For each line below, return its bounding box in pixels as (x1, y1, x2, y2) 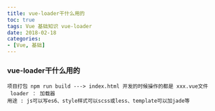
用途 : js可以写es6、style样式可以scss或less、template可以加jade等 (7, 97, 190, 105)
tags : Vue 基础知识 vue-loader (7, 23, 92, 29)
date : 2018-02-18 (7, 29, 57, 36)
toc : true (7, 16, 36, 23)
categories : (7, 36, 41, 42)
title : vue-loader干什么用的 (7, 10, 86, 17)
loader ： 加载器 (10, 90, 56, 97)
